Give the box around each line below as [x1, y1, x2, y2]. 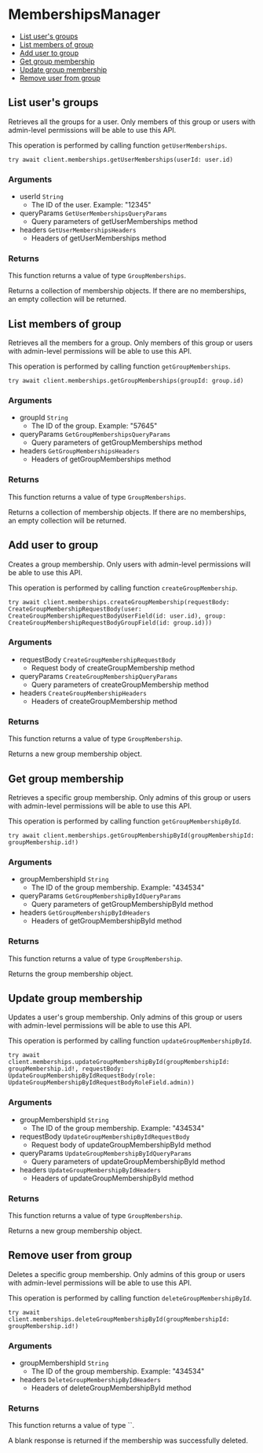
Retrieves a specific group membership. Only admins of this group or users [8, 792, 251, 802]
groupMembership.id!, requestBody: [8, 1065, 125, 1073]
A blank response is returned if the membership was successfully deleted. [8, 1436, 249, 1445]
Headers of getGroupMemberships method [31, 454, 171, 464]
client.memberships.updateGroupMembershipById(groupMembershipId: [8, 1059, 230, 1066]
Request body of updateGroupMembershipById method [31, 1139, 212, 1149]
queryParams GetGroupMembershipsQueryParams [19, 430, 171, 439]
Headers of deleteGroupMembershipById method [31, 1383, 192, 1392]
